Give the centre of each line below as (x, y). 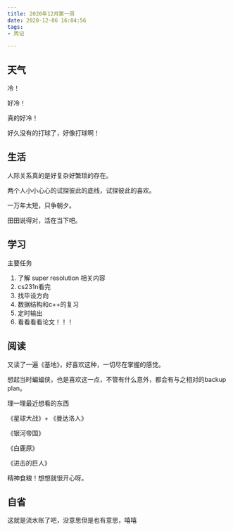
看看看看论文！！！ (45, 321)
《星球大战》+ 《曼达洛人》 (48, 418)
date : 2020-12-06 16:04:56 (47, 20)
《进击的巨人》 (29, 463)
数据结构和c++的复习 (48, 304)
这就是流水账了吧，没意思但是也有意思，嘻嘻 (72, 520)
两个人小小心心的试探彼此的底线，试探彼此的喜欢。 (81, 190)
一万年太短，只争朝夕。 (41, 205)
